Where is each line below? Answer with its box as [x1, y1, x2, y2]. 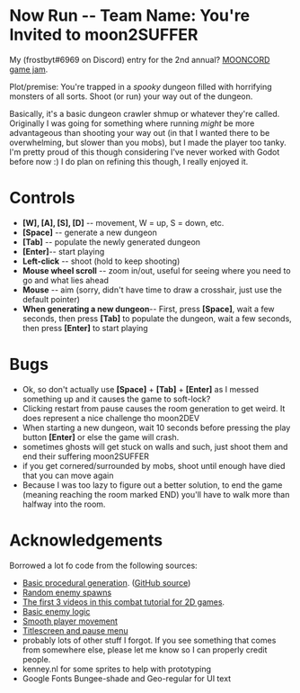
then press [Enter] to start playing [22, 322, 148, 333]
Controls [9, 188, 75, 208]
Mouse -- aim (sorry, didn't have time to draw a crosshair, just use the [22, 284, 283, 295]
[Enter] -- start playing [22, 246, 105, 256]
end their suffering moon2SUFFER [22, 451, 150, 462]
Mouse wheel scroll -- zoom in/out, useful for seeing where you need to [22, 265, 291, 275]
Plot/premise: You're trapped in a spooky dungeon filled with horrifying [9, 81, 272, 92]
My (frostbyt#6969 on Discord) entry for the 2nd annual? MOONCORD [9, 54, 270, 65]
